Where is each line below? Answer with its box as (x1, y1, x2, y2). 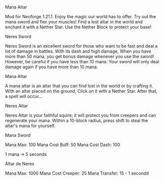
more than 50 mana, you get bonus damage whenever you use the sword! (5, 53, 154, 59)
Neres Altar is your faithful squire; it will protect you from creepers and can (5, 112, 156, 118)
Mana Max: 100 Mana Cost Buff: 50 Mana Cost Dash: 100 (5, 142, 120, 148)
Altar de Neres (5, 161, 34, 166)
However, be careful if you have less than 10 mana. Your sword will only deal (5, 59, 160, 64)
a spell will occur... (5, 93, 43, 99)
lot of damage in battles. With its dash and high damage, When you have (5, 49, 152, 54)
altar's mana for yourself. (5, 123, 56, 129)
